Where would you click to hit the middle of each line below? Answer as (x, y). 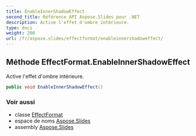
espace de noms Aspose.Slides (52, 121)
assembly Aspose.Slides (44, 127)
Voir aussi (20, 102)
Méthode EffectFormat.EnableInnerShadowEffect (98, 62)
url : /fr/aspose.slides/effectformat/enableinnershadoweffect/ (85, 39)
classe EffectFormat (39, 114)
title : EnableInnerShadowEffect (45, 11)
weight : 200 (20, 33)
